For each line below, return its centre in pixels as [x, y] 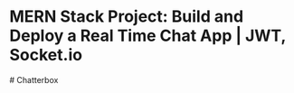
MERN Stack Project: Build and [127, 17]
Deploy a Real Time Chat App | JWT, [148, 36]
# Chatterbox [34, 79]
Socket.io [46, 55]
